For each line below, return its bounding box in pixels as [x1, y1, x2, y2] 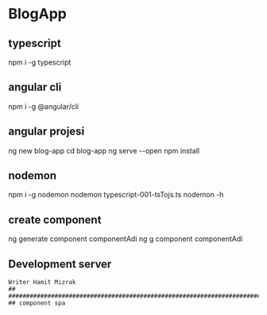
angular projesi [8, 125, 85, 138]
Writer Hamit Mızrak [8, 278, 77, 286]
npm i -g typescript [8, 57, 72, 67]
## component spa [8, 299, 66, 307]
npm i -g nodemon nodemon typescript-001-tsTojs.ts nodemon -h [8, 190, 224, 200]
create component [8, 212, 102, 227]
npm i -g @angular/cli [8, 101, 79, 111]
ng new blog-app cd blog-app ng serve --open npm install [8, 146, 200, 155]
